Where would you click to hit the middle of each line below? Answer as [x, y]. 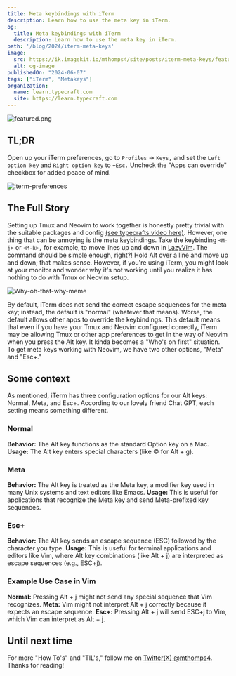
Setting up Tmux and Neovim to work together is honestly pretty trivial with [116, 225]
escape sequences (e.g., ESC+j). [55, 563]
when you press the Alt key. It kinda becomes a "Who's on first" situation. [114, 342]
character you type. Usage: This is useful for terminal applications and [110, 548]
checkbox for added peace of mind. [59, 172]
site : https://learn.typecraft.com [66, 99]
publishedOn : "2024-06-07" [47, 72]
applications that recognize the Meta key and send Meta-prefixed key [108, 500]
